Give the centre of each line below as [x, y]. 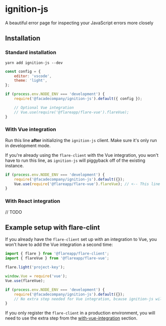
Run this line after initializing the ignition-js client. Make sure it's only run [81, 140]
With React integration [33, 201]
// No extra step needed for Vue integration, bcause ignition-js [84, 299]
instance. [15, 165]
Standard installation [31, 52]
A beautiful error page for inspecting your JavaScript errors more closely [79, 23]
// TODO [14, 212]
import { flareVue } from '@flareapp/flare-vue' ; [57, 258]
